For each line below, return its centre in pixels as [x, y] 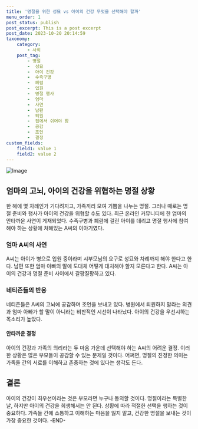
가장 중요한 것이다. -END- [36, 420]
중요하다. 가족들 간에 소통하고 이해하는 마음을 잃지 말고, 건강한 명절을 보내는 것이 [99, 412]
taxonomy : [18, 39]
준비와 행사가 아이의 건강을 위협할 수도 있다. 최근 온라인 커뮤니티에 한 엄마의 [99, 213]
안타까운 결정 [21, 334]
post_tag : [29, 55]
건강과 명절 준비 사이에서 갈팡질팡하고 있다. [67, 273]
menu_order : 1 [24, 17]
